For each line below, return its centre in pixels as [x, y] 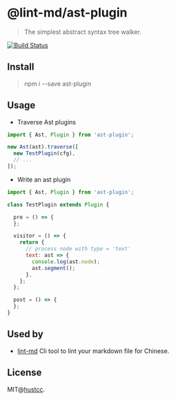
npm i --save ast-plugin [58, 84]
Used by [25, 334]
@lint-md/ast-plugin [67, 13]
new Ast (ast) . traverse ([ [43, 147]
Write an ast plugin [44, 179]
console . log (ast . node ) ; [66, 261]
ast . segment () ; [54, 268]
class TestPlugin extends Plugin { [58, 204]
